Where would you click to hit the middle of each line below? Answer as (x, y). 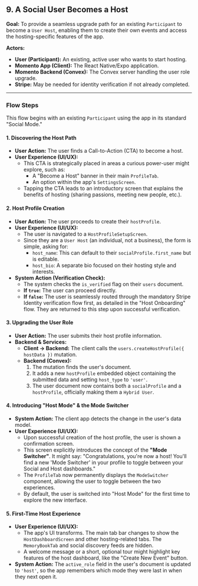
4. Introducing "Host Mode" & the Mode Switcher (67, 406)
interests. (44, 271)
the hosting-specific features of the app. (55, 36)
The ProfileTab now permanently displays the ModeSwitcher (96, 475)
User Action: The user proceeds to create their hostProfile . (88, 221)
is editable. (45, 259)
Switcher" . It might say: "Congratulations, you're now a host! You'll (105, 456)
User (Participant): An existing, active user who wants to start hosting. (100, 59)
